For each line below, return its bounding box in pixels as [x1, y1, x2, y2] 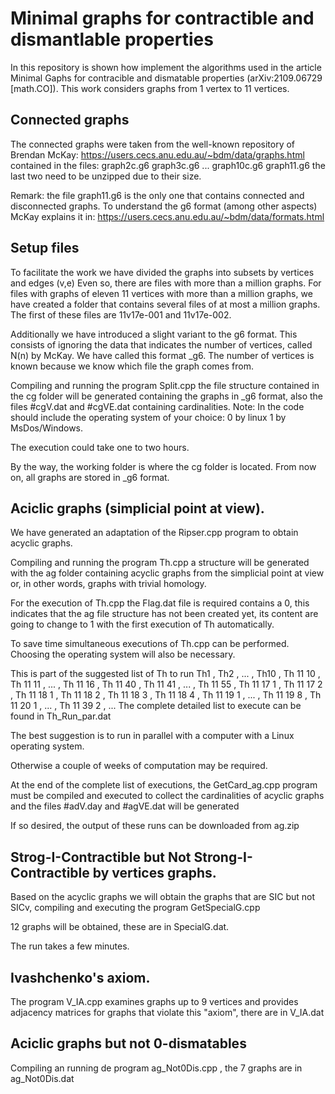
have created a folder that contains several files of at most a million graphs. [10, 298, 321, 310]
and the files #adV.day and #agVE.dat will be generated [10, 800, 240, 812]
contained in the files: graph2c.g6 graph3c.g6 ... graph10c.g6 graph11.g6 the [10, 159, 326, 171]
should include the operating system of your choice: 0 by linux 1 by [10, 411, 287, 423]
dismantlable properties [10, 28, 214, 51]
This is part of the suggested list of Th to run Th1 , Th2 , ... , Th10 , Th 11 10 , [10, 668, 321, 680]
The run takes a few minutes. [10, 940, 130, 952]
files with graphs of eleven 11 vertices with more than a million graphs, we [10, 287, 313, 299]
